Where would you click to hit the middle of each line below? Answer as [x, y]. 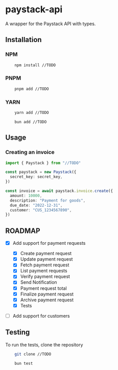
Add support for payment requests [49, 243]
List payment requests [44, 271]
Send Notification [39, 282]
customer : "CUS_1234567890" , [41, 210]
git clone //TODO [33, 354]
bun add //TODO [31, 122]
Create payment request [46, 254]
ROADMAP [23, 231]
